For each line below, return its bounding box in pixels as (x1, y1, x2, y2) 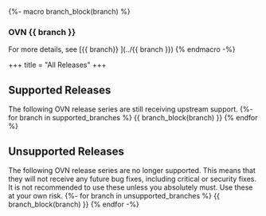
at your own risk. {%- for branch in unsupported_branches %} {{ (8, 190, 221, 200)
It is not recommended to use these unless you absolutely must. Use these (8, 183, 253, 192)
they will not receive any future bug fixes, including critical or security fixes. (8, 174, 257, 183)
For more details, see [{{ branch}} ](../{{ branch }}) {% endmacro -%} (8, 45, 236, 54)
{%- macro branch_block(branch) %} (8, 7, 131, 16)
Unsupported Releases (8, 144, 125, 158)
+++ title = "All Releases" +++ (8, 60, 107, 70)
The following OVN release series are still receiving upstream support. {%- (8, 104, 253, 114)
